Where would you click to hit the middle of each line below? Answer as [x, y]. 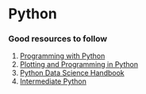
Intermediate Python [53, 81]
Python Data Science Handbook [72, 73]
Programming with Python [62, 56]
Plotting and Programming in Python [79, 65]
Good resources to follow [58, 39]
